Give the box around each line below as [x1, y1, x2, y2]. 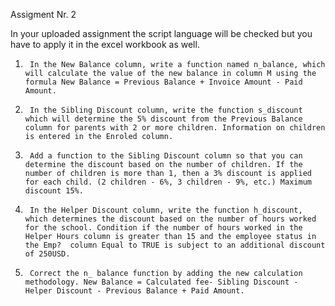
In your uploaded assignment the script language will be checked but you [10, 28, 313, 39]
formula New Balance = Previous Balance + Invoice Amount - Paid [24, 77, 303, 87]
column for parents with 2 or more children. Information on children [24, 123, 326, 133]
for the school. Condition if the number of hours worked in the [24, 223, 303, 233]
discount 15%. [24, 186, 84, 196]
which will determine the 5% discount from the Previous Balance [24, 114, 303, 124]
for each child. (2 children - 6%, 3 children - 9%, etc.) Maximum [24, 177, 312, 187]
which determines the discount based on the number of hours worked [24, 214, 317, 224]
